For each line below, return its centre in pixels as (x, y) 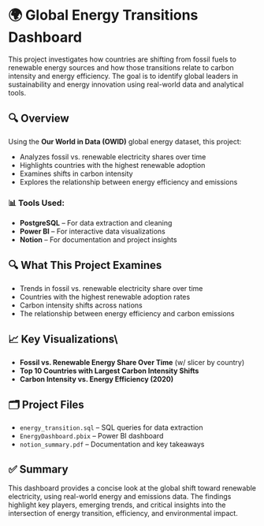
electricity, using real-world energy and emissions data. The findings (120, 497)
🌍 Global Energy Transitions (103, 15)
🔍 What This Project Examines (85, 265)
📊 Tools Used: (37, 203)
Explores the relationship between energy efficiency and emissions (128, 181)
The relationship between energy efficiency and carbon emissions (127, 313)
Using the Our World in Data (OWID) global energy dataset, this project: (125, 141)
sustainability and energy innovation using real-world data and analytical (126, 84)
